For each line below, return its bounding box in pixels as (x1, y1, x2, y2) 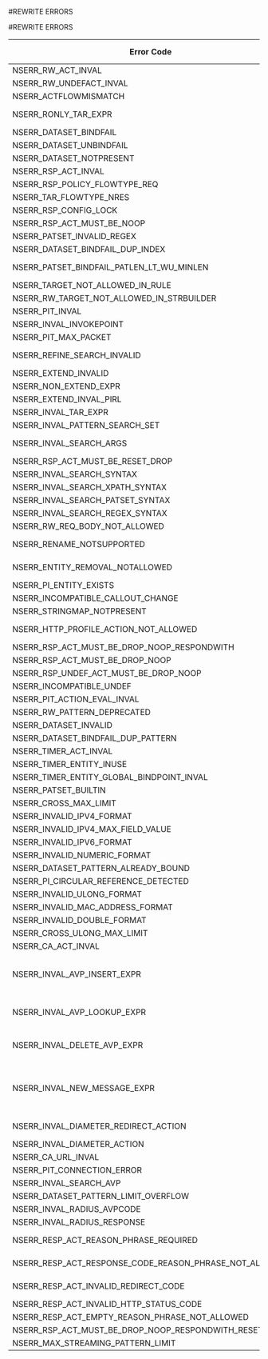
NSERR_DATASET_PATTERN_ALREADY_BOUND (12, 863, 190, 873)
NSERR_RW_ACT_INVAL (12, 65, 102, 75)
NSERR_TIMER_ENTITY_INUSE (12, 759, 128, 769)
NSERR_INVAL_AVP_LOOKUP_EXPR (12, 1007, 146, 1017)
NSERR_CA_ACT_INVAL (12, 941, 100, 951)
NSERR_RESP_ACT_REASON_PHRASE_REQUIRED (12, 1235, 198, 1245)
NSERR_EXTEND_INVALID (12, 368, 109, 378)
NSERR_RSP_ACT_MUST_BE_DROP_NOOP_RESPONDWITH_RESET (12, 1325, 263, 1335)
